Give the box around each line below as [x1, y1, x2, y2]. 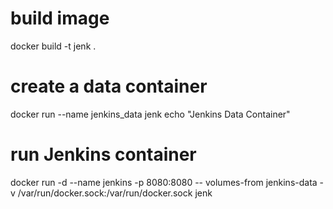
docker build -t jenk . [10, 40, 97, 52]
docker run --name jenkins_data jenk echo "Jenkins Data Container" [10, 108, 291, 120]
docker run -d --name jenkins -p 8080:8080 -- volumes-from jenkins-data [10, 176, 318, 188]
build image [10, 7, 110, 30]
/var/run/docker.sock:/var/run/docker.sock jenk [17, 187, 213, 199]
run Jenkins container [10, 143, 197, 166]
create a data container [10, 75, 208, 98]
